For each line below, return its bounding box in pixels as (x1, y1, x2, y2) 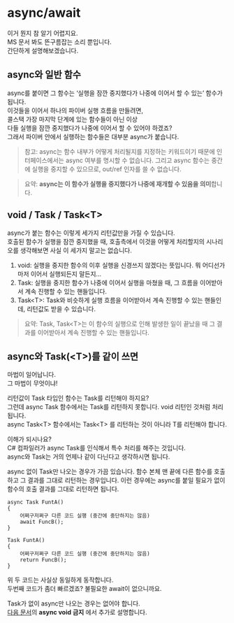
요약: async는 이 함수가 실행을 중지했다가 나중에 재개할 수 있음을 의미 (24, 180, 212, 188)
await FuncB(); (20, 519, 64, 526)
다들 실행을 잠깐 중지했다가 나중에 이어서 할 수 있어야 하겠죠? (7, 124, 173, 132)
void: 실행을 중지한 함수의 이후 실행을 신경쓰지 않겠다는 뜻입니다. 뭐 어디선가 (17, 261, 226, 269)
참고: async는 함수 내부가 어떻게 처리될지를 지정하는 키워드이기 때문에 (24, 147, 215, 155)
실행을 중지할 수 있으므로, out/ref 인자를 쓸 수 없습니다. (31, 164, 182, 173)
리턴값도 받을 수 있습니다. (27, 304, 96, 313)
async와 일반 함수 (7, 69, 82, 81)
